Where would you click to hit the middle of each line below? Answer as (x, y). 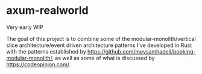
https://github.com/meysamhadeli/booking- (141, 51)
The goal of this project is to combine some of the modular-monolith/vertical (101, 39)
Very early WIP (25, 27)
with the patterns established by (46, 51)
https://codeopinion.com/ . (39, 64)
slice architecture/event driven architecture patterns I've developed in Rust (99, 45)
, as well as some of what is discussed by (103, 58)
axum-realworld (47, 11)
